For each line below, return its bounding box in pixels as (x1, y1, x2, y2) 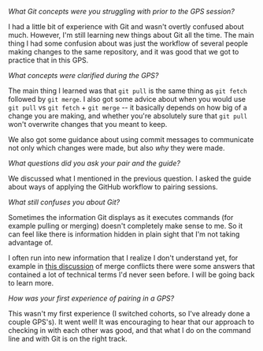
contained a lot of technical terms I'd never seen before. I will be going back (8, 270, 255, 279)
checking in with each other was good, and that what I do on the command (8, 326, 251, 334)
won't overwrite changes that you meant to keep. (8, 120, 168, 129)
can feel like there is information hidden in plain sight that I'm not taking (8, 230, 240, 239)
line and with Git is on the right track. (8, 334, 128, 343)
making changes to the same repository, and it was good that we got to (8, 47, 239, 56)
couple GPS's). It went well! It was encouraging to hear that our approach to (8, 317, 254, 327)
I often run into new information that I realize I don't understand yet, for (8, 253, 239, 263)
